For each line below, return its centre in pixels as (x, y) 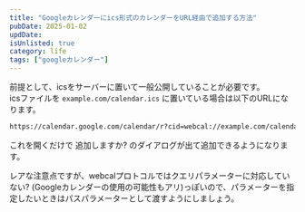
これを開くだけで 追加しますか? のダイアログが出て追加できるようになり (145, 145)
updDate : (26, 34)
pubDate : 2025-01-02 (49, 26)
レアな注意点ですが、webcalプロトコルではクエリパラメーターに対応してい (150, 175)
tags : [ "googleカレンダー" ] (59, 60)
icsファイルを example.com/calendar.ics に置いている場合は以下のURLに (145, 98)
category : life (38, 52)
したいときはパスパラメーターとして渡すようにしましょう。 (128, 198)
